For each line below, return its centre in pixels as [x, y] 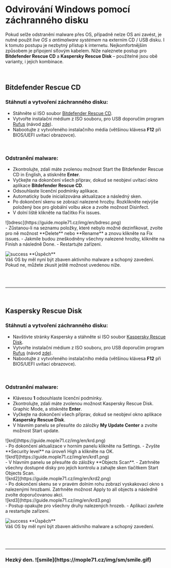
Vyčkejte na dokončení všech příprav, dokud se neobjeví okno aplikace [87, 414]
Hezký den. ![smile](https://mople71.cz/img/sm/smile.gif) [78, 559]
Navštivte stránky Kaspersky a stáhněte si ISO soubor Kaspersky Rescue [89, 337]
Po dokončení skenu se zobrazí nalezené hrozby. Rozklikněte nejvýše [85, 202]
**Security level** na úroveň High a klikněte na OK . [60, 451]
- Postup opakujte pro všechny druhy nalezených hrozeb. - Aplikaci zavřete [84, 505]
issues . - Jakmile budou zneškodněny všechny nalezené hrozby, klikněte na [85, 239]
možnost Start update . [36, 431]
